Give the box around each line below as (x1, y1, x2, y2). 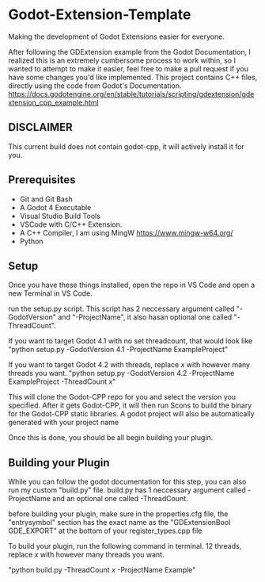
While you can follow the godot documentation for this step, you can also (8, 477, 247, 487)
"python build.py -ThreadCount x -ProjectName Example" (8, 565, 196, 575)
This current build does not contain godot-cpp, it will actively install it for (8, 141, 245, 151)
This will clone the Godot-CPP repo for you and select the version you (8, 392, 236, 402)
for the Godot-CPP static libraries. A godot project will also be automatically (8, 409, 255, 419)
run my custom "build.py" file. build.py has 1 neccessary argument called (8, 485, 247, 495)
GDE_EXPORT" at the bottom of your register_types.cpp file (8, 526, 203, 536)
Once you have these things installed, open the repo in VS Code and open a (8, 280, 256, 290)
